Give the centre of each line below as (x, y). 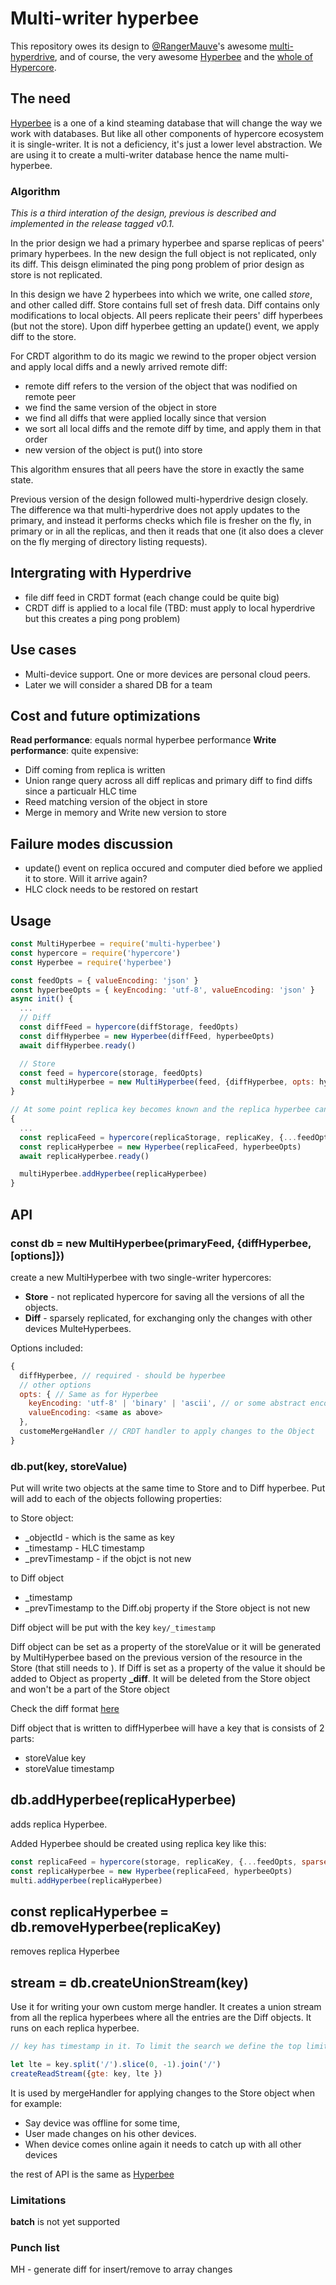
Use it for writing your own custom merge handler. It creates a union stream (166, 2007)
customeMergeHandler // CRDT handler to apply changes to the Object (167, 1432)
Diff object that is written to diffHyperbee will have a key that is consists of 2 (167, 1728)
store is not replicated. (56, 275)
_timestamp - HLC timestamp (84, 1548)
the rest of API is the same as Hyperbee (92, 2174)
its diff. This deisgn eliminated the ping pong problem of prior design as (157, 264)
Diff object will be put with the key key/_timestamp (113, 1628)
